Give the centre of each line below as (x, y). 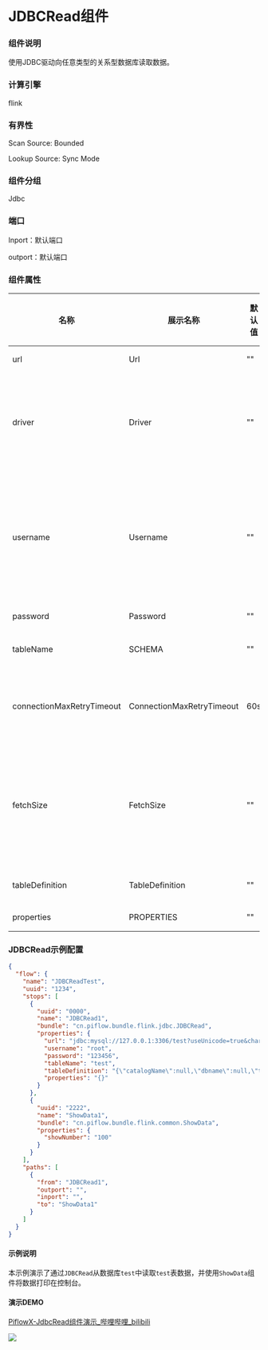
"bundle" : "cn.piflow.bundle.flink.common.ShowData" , (128, 1123)
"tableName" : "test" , (79, 1063)
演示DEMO (26, 1302)
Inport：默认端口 (36, 240)
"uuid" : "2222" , (64, 1108)
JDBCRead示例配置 (46, 949)
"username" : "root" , (78, 1048)
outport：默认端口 (38, 257)
